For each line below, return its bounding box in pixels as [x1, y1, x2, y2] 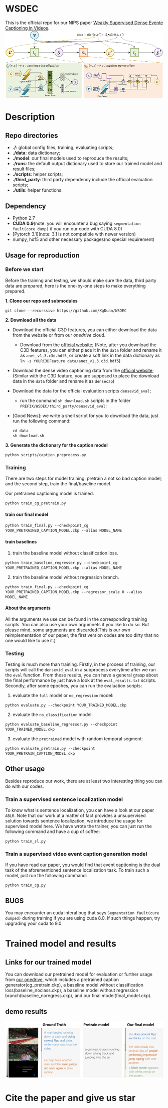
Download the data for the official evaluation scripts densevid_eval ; [12, 387, 151, 394]
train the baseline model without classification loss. [12, 550, 119, 556]
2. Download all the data [5, 317, 57, 323]
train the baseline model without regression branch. [12, 574, 119, 580]
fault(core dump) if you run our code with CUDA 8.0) [12, 226, 123, 232]
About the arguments [5, 605, 51, 611]
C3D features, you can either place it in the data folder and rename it [20, 347, 162, 353]
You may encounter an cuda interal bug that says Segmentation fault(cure [5, 910, 159, 916]
